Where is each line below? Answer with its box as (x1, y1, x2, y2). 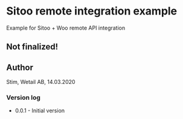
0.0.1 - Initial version (14, 107, 65, 114)
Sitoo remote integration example (6, 4, 178, 18)
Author (6, 62, 33, 72)
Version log (6, 94, 41, 102)
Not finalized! (6, 42, 59, 52)
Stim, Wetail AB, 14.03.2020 (6, 79, 75, 86)
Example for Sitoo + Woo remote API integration (6, 24, 126, 31)
